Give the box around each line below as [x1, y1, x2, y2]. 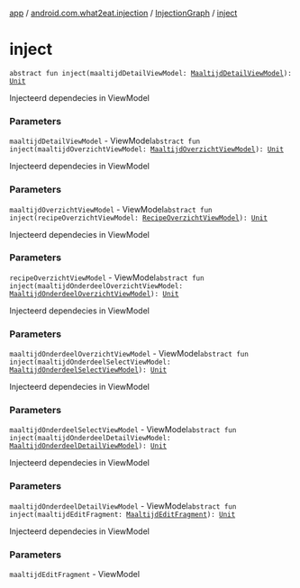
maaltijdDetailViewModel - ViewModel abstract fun [9, 135, 201, 147]
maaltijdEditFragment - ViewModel [9, 569, 141, 580]
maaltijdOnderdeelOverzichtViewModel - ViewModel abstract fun [9, 348, 250, 359]
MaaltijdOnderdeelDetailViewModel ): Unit [9, 441, 168, 451]
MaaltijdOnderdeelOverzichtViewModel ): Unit [9, 289, 179, 298]
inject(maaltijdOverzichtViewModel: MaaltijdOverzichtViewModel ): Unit [9, 145, 284, 154]
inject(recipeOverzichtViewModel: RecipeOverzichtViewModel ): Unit [9, 213, 268, 222]
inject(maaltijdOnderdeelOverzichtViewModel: [9, 281, 183, 291]
